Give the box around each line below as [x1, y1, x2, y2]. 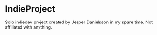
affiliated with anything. [5, 24, 52, 30]
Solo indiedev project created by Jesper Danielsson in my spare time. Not [5, 19, 153, 25]
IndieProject [5, 3, 56, 14]
